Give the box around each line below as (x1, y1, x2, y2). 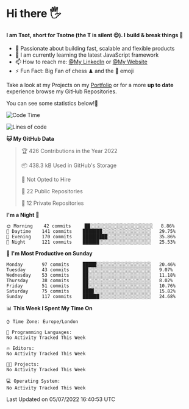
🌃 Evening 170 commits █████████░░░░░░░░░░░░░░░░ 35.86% (6, 234, 176, 240)
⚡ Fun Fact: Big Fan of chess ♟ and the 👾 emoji (15, 67, 134, 75)
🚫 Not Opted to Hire (21, 176, 71, 183)
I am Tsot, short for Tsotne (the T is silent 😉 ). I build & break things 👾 (6, 31, 184, 38)
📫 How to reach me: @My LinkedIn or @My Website (15, 58, 148, 66)
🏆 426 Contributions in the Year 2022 (21, 148, 118, 155)
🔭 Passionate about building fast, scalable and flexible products (15, 45, 175, 52)
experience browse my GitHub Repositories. (6, 88, 117, 95)
